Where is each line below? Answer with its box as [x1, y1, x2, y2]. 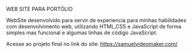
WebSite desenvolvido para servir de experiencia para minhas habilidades [6, 17, 187, 23]
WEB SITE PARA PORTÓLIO [6, 6, 73, 12]
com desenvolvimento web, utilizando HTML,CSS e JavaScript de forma [6, 23, 182, 30]
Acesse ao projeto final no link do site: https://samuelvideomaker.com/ [6, 41, 178, 47]
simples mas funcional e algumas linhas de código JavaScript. [6, 29, 158, 36]
